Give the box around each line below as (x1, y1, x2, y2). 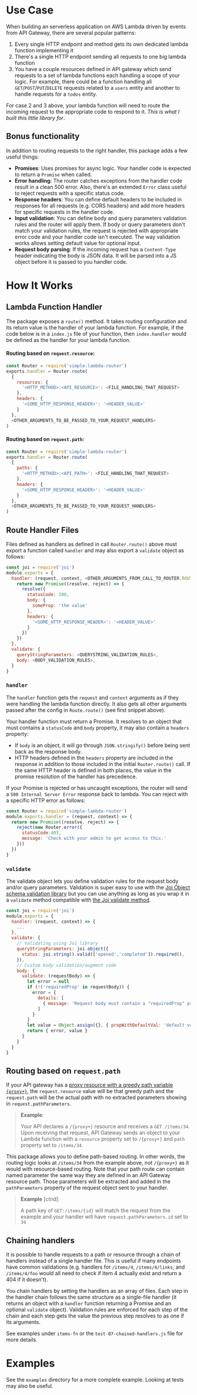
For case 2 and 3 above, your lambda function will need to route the (6, 102, 170, 109)
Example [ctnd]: (20, 1196, 60, 1203)
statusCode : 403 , (21, 830, 62, 836)
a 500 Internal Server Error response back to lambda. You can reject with (6, 791, 188, 798)
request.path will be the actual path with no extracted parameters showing (6, 1094, 186, 1101)
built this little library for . (6, 114, 66, 121)
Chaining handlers (6, 1235, 75, 1245)
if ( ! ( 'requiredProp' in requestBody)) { (27, 984, 130, 990)
